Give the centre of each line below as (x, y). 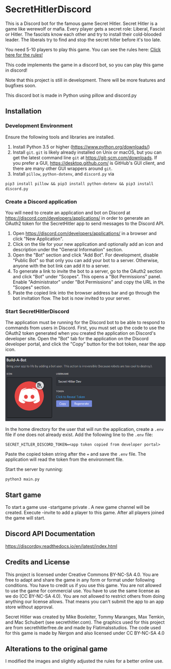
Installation (23, 111)
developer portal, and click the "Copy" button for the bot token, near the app (85, 344)
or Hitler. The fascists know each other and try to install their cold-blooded (83, 34)
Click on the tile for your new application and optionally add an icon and (88, 244)
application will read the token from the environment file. (64, 459)
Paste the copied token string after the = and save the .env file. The (76, 454)
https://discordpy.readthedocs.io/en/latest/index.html (61, 546)
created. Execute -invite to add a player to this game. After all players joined (85, 513)
